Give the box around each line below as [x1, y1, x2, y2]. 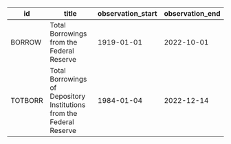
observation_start [97, 9, 157, 18]
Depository [49, 92, 86, 101]
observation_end [164, 9, 221, 18]
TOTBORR [10, 96, 43, 105]
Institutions [49, 100, 86, 109]
